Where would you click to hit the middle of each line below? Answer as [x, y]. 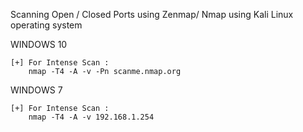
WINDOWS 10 [39, 44]
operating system [46, 25]
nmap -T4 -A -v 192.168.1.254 [91, 117]
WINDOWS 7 [36, 90]
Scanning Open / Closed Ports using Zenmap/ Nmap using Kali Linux [152, 14]
